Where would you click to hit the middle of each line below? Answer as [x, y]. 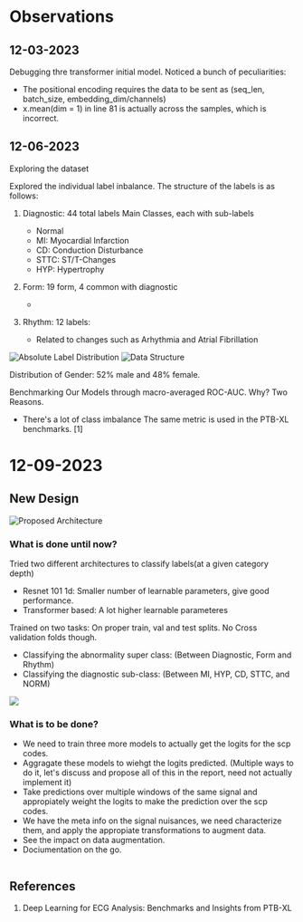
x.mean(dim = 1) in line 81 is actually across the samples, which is [144, 109]
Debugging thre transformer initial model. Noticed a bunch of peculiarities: [148, 72]
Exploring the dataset [49, 168]
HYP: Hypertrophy [70, 269]
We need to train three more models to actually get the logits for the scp [156, 744]
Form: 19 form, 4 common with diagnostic [100, 286]
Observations [62, 17]
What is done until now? [63, 543]
